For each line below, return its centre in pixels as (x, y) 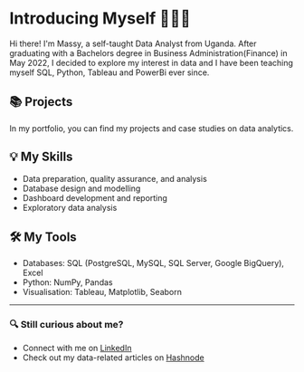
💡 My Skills (41, 157)
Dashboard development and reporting (95, 197)
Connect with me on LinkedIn (77, 348)
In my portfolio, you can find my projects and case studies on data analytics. (152, 128)
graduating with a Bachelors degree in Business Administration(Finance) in (148, 52)
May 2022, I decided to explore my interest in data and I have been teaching (152, 62)
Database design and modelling (81, 188)
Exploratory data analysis (70, 207)
